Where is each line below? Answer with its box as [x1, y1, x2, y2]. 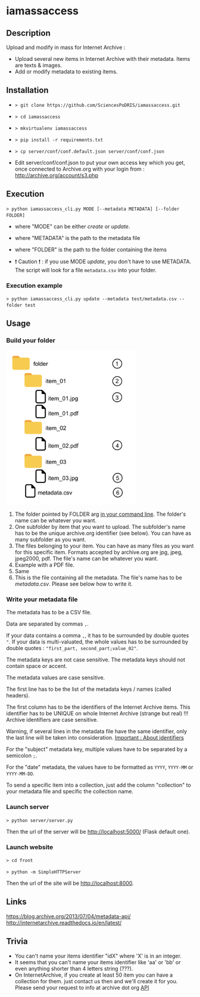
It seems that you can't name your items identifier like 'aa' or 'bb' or [14, 958, 181, 965]
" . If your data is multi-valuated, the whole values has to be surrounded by [6, 638, 189, 645]
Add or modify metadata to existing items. [14, 68, 118, 75]
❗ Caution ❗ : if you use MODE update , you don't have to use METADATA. [14, 258, 192, 265]
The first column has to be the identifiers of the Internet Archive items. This [6, 703, 190, 711]
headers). [6, 692, 30, 699]
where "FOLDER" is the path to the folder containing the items [14, 246, 167, 253]
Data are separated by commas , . [6, 620, 89, 627]
